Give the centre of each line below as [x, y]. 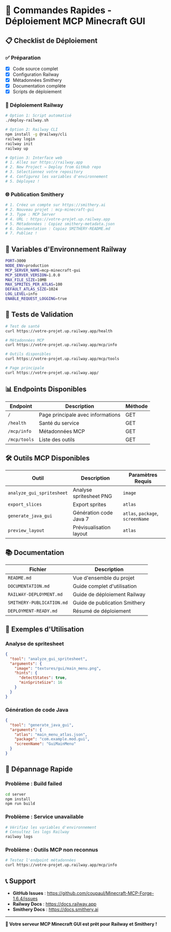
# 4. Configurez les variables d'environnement [57, 177]
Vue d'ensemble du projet [104, 578]
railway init [19, 144]
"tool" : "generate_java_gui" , [42, 725]
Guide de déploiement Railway [109, 595]
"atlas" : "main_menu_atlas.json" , [51, 735]
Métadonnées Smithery [37, 80]
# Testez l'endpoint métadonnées [41, 860]
